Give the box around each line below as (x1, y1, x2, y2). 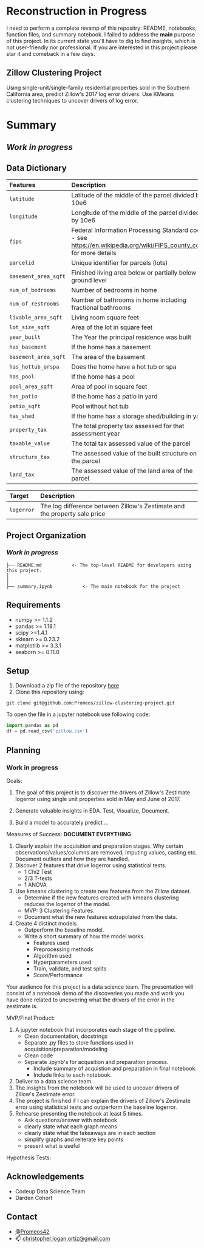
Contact (6, 1212, 38, 1222)
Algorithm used (33, 952, 72, 959)
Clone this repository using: (15, 688, 84, 696)
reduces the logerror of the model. (24, 900, 111, 907)
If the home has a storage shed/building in (71, 412, 192, 420)
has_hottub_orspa (9, 363, 59, 370)
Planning (6, 745, 41, 755)
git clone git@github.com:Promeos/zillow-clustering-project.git (6, 700, 175, 706)
